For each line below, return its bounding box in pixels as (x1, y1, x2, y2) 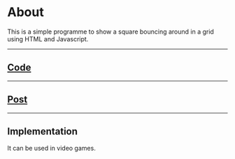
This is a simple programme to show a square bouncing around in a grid (7, 27, 215, 36)
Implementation (7, 125, 78, 137)
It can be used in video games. (7, 144, 96, 153)
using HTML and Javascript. (7, 34, 89, 43)
